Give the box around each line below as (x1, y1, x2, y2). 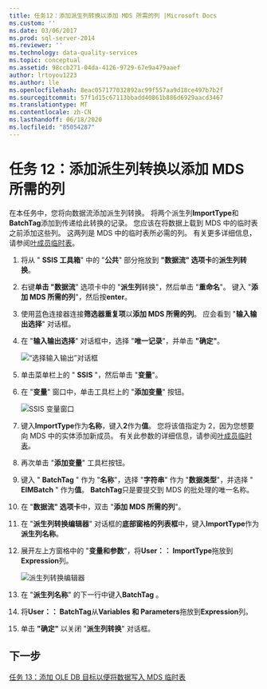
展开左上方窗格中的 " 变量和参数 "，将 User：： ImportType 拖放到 (20, 545, 234, 556)
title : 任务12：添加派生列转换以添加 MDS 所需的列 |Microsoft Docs (9, 11, 218, 20)
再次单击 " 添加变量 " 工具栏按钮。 (20, 457, 130, 468)
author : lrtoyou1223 (9, 71, 78, 79)
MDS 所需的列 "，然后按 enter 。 (29, 292, 132, 301)
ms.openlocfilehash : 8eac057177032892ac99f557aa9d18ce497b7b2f (9, 86, 224, 94)
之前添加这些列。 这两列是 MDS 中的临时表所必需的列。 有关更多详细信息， (9, 228, 257, 237)
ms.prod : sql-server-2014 (9, 34, 95, 42)
